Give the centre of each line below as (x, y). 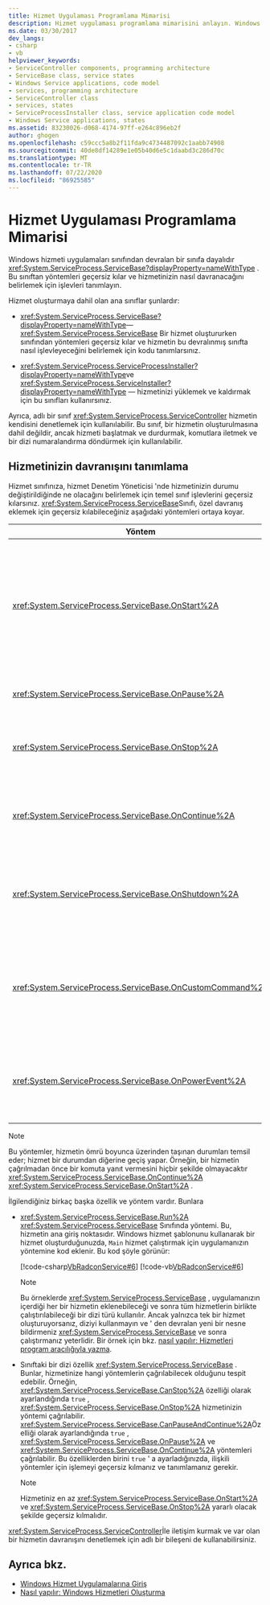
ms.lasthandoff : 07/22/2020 (55, 173)
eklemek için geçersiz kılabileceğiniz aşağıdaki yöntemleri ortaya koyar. (127, 511)
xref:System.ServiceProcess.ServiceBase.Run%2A (104, 1217)
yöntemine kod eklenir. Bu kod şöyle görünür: (95, 1250)
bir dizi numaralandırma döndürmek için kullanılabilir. (96, 441)
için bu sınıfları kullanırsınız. (65, 400)
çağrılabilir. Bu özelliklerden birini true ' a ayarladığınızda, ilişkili (125, 1458)
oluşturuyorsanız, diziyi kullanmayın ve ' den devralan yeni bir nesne (133, 1323)
